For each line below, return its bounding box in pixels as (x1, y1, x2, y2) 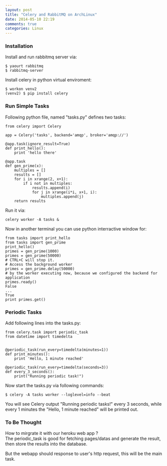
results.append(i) (31, 185, 70, 190)
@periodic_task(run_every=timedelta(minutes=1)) (5, 347, 108, 353)
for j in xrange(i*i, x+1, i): (31, 189, 97, 195)
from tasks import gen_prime (5, 240, 66, 245)
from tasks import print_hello (5, 236, 70, 241)
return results (14, 198, 46, 203)
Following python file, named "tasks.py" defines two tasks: (5, 114, 126, 120)
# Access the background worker (5, 262, 72, 267)
